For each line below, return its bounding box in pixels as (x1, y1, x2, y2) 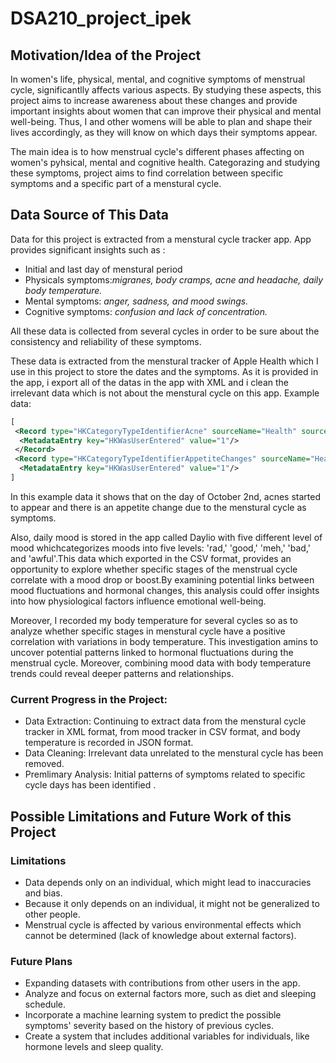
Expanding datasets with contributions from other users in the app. (24, 977, 301, 989)
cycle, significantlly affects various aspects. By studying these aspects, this (10, 84, 322, 96)
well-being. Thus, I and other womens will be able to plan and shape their (10, 116, 313, 127)
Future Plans (10, 954, 73, 968)
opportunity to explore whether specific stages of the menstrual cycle (10, 563, 298, 575)
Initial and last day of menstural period (24, 263, 183, 275)
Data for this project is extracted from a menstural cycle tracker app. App (10, 233, 312, 245)
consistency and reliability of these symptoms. (10, 335, 202, 347)
